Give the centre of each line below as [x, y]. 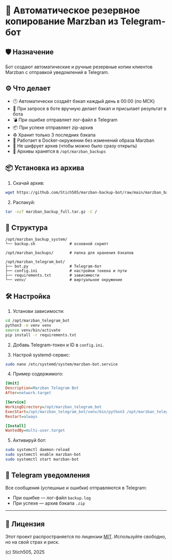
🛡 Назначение [29, 52]
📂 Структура [27, 227]
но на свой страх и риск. [33, 542]
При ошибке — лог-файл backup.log [52, 497]
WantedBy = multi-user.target [35, 431]
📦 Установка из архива [45, 168]
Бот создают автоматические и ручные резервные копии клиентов [79, 67]
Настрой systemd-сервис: [41, 354]
